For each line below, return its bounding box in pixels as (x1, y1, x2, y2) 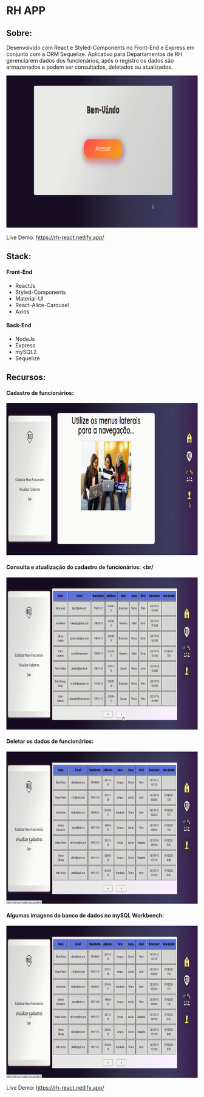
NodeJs (15, 335, 35, 343)
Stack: (6, 251, 32, 262)
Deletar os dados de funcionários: (6, 737, 94, 745)
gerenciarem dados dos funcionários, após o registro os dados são (6, 57, 174, 64)
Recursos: (6, 372, 46, 383)
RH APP (6, 4, 46, 18)
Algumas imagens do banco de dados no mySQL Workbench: (6, 912, 165, 919)
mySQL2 (15, 348, 37, 355)
